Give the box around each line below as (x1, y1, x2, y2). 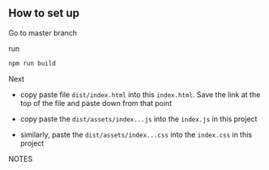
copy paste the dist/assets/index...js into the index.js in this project (19, 113, 258, 124)
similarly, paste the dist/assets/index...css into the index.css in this (19, 130, 253, 139)
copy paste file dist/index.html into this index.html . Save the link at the (19, 89, 261, 100)
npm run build (8, 59, 57, 67)
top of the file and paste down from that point (19, 98, 173, 108)
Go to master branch (8, 28, 78, 37)
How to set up (8, 6, 79, 20)
